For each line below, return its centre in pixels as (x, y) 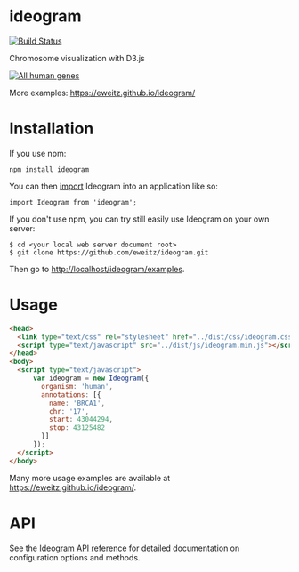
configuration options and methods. (75, 557)
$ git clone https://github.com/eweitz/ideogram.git (109, 252)
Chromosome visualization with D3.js (77, 58)
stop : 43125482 (77, 428)
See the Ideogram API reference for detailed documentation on (125, 548)
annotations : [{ (71, 395)
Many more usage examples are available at (90, 478)
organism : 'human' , (77, 386)
